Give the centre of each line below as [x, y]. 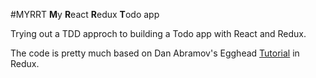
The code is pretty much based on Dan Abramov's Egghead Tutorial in [155, 53]
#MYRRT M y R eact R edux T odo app [85, 14]
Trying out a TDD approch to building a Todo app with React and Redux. [158, 33]
